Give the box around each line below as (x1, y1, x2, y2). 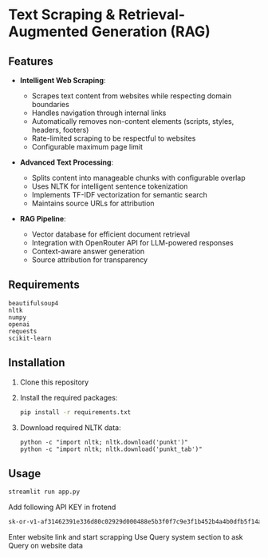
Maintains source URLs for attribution (31, 198, 155, 208)
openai (8, 320, 30, 329)
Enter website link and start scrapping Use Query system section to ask (8, 532, 243, 542)
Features (8, 54, 53, 68)
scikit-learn (8, 334, 52, 342)
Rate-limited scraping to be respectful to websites (31, 134, 196, 143)
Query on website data (8, 541, 84, 551)
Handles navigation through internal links (31, 108, 167, 118)
